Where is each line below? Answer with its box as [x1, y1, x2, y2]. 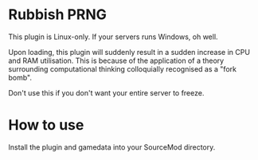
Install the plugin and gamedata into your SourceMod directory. [8, 142, 216, 152]
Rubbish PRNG [8, 6, 107, 24]
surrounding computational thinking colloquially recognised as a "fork [8, 64, 237, 73]
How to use [8, 116, 84, 135]
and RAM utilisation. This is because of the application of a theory [8, 56, 225, 65]
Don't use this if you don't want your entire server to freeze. [8, 88, 205, 97]
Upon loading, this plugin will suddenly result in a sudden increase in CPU [8, 47, 251, 57]
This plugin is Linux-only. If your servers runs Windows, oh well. [8, 32, 218, 41]
